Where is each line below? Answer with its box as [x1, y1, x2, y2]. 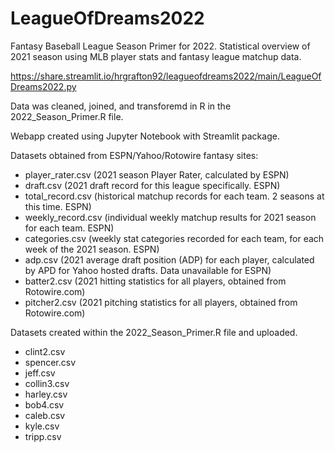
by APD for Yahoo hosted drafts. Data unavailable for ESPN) [24, 264, 272, 276]
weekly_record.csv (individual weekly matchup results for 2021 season [24, 211, 317, 223]
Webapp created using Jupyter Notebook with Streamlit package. [10, 130, 280, 142]
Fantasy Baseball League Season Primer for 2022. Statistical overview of [10, 40, 311, 52]
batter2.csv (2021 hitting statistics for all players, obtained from [24, 275, 287, 287]
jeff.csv [24, 367, 56, 379]
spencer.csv [24, 356, 77, 368]
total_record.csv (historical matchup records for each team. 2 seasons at [24, 190, 325, 202]
